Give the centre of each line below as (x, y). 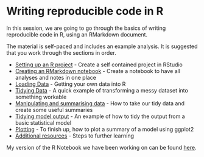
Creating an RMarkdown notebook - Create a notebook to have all (98, 71)
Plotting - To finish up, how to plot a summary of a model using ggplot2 (104, 129)
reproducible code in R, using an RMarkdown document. (77, 34)
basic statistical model (43, 122)
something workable (41, 97)
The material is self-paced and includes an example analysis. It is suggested (102, 46)
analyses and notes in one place (55, 77)
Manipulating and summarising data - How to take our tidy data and (100, 103)
